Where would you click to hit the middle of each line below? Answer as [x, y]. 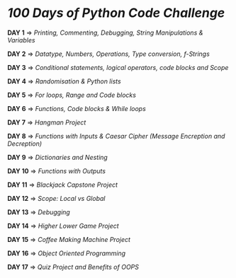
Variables [21, 40]
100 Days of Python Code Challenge [116, 13]
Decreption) [25, 144]
